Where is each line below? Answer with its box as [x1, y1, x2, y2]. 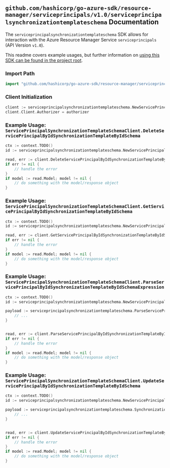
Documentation [108, 18, 159, 26]
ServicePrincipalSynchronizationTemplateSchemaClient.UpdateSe [5, 378, 164, 384]
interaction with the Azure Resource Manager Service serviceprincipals [5, 36, 157, 43]
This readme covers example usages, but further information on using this [5, 52, 160, 58]
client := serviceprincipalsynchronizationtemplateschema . [5, 105, 133, 110]
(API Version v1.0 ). [5, 42, 45, 48]
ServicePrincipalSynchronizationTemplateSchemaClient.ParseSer [5, 279, 164, 285]
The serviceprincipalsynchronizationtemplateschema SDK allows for [5, 31, 148, 37]
